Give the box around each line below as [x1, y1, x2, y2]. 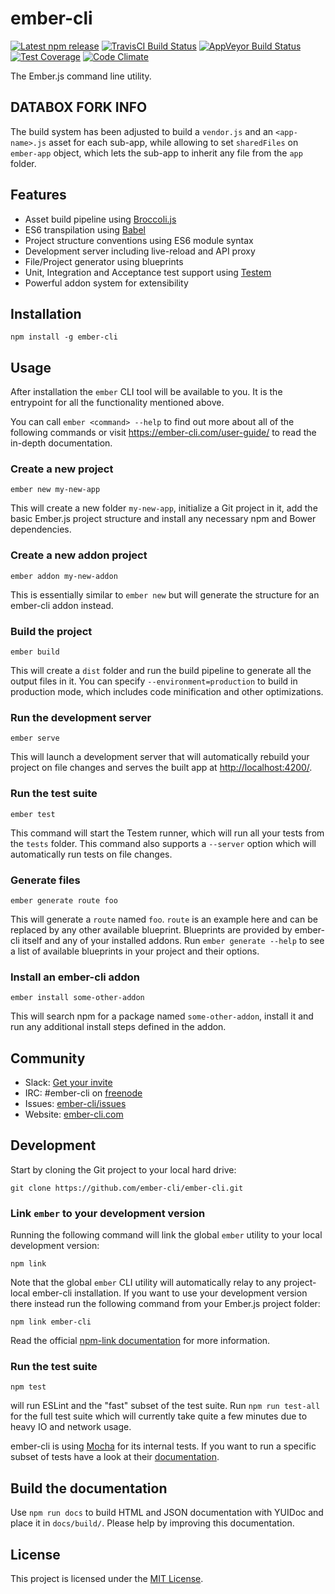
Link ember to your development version [10, 1206, 206, 1220]
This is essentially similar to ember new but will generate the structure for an [10, 588, 320, 601]
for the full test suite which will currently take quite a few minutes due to [10, 1410, 308, 1422]
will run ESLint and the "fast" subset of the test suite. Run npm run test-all [10, 1400, 321, 1412]
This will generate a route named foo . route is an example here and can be [10, 913, 318, 925]
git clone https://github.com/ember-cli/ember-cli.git [10, 1183, 244, 1193]
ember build [10, 647, 60, 657]
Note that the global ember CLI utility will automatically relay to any [10, 1277, 282, 1289]
